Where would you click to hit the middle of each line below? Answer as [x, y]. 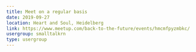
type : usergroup [27, 39]
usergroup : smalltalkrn [36, 34]
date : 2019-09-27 [28, 17]
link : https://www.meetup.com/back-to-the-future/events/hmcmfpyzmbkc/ [98, 28]
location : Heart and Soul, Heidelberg [55, 23]
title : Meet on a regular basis [47, 12]
